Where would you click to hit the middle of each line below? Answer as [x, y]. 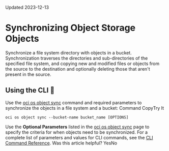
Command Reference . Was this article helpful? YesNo [61, 143]
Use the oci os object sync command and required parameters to [74, 102]
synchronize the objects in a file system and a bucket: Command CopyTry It [85, 108]
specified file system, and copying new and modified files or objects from [82, 64]
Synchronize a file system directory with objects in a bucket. [69, 52]
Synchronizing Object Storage [71, 28]
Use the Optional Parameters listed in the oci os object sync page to [77, 127]
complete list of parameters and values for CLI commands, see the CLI [79, 137]
